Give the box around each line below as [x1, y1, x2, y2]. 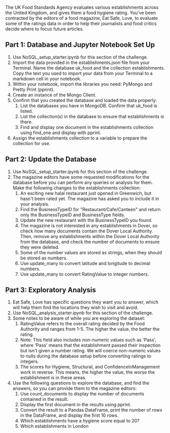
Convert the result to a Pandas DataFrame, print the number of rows [20, 407, 162, 413]
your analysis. [20, 201, 50, 207]
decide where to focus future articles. [5, 26, 84, 32]
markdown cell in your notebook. [12, 76, 82, 82]
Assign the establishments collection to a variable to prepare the [12, 135, 148, 141]
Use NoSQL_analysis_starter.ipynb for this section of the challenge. [12, 310, 153, 316]
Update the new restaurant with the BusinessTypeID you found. [20, 217, 153, 223]
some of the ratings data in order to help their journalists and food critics [5, 20, 157, 26]
